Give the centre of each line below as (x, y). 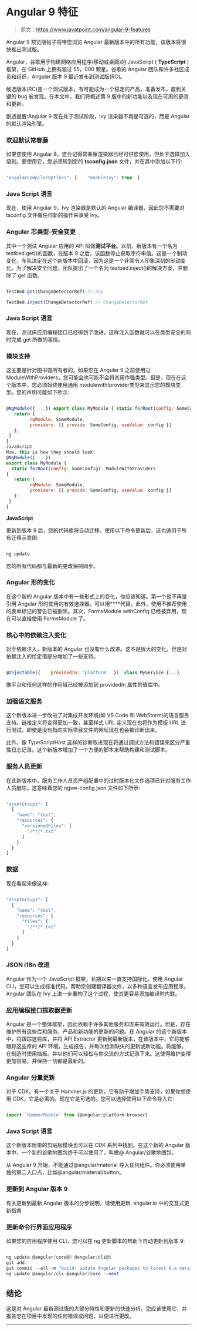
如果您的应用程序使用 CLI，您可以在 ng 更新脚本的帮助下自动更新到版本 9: (96, 1241)
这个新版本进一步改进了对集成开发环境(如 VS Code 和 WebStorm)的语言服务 (98, 715)
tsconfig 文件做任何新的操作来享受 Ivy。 (55, 215)
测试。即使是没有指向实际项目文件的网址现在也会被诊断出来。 (85, 730)
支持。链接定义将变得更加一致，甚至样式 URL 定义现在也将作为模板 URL (93, 723)
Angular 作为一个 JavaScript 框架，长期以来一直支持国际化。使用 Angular (95, 979)
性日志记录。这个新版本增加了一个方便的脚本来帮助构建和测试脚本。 (88, 750)
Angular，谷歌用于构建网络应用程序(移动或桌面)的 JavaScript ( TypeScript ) (98, 62)
